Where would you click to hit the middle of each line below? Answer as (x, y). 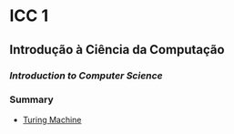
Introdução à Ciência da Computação (117, 50)
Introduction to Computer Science (86, 76)
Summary (32, 99)
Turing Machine (52, 119)
